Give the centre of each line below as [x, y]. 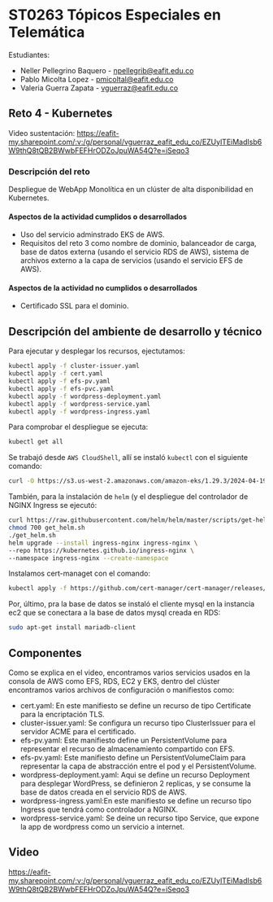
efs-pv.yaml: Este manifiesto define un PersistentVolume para [123, 740]
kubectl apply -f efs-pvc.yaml [61, 388]
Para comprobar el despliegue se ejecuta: [78, 427]
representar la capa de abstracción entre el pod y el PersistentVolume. [138, 766]
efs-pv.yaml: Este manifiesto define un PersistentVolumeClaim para [133, 757]
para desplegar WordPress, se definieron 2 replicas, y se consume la [136, 783]
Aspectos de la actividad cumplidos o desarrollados [98, 217]
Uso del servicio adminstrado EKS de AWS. [92, 234]
